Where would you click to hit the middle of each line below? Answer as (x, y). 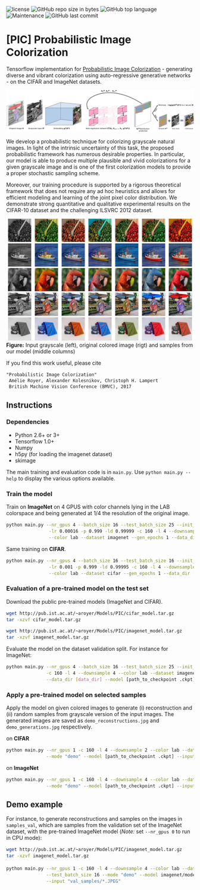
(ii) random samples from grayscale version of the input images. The (90, 714)
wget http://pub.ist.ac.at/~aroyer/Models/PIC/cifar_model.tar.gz (90, 613)
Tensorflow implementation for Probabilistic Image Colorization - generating (99, 69)
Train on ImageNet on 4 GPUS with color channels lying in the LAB (88, 507)
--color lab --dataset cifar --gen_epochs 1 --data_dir (119, 573)
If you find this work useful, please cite (54, 363)
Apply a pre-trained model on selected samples (76, 695)
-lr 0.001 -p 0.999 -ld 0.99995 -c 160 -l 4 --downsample (122, 567)
